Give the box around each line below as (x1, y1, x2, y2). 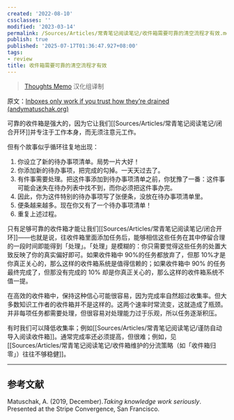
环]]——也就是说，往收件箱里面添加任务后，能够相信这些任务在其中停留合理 (7, 233, 226, 241)
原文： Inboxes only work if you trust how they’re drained (7, 97, 169, 105)
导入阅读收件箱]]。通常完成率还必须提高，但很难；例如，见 (7, 332, 177, 341)
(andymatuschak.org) (7, 104, 70, 113)
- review (7, 56, 33, 63)
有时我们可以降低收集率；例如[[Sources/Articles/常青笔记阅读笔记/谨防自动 (7, 323, 223, 332)
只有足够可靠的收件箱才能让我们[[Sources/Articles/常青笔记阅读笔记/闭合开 (7, 224, 223, 233)
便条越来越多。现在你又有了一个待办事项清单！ (17, 201, 152, 209)
